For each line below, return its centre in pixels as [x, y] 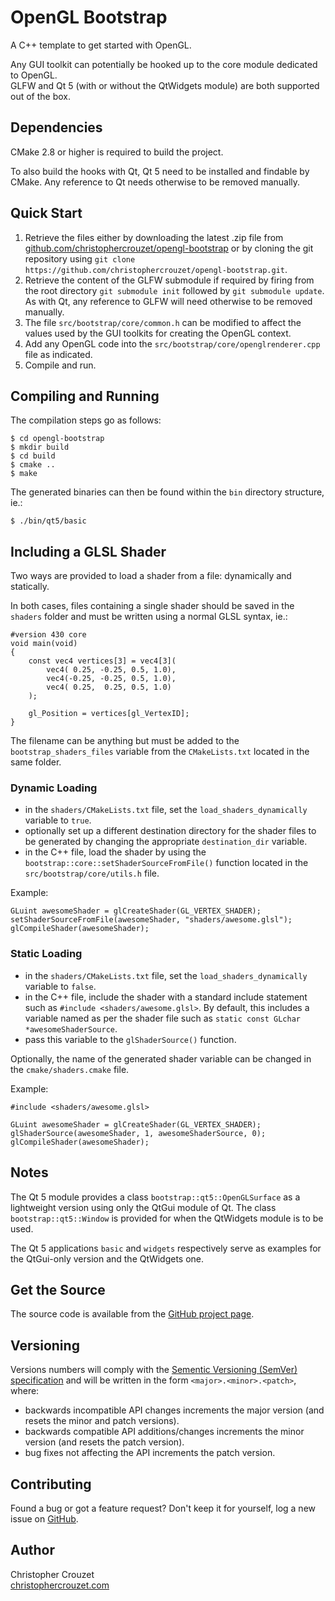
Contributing [51, 1484]
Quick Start [46, 213]
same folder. [36, 762]
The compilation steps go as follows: [86, 420]
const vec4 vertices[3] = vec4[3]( [102, 661]
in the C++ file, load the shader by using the [115, 852]
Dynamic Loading [54, 788]
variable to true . [58, 820]
